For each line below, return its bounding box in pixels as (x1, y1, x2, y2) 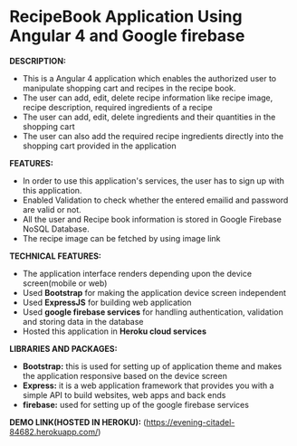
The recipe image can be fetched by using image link (22, 232, 221, 243)
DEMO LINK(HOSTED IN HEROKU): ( (9, 416, 147, 427)
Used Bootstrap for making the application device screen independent (22, 287, 287, 298)
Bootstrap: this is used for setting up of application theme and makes (22, 360, 283, 372)
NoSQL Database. (22, 223, 90, 234)
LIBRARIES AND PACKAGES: (9, 343, 118, 354)
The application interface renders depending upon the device (22, 268, 252, 279)
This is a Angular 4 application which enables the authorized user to (22, 72, 277, 83)
